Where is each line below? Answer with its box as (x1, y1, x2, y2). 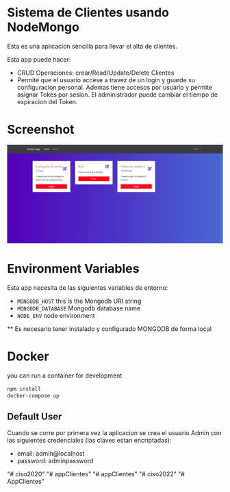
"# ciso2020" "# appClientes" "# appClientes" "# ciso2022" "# (7, 470, 185, 478)
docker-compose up (7, 392, 60, 399)
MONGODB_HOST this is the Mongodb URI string (16, 297, 142, 305)
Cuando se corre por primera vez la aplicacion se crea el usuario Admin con (7, 429, 222, 437)
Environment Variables (7, 260, 140, 276)
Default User (7, 410, 62, 422)
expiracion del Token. (16, 97, 78, 106)
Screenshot (7, 122, 75, 138)
